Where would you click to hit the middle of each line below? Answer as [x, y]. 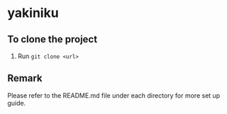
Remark [25, 78]
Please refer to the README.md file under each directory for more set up [114, 95]
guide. [17, 103]
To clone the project [52, 39]
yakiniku [33, 13]
